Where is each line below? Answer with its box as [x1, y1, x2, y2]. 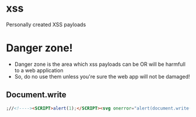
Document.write [6, 90, 67, 100]
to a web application [14, 66, 64, 74]
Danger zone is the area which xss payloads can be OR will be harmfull [14, 61, 185, 68]
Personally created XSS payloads [6, 21, 86, 28]
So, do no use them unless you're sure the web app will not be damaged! [14, 73, 190, 80]
